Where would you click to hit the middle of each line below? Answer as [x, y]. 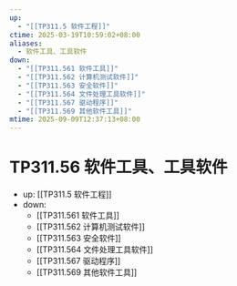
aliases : [26, 43]
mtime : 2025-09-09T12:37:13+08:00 [75, 119]
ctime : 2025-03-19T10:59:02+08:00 [75, 35]
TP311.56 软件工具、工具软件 [118, 167]
